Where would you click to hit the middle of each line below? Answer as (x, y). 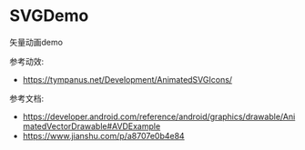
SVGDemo (49, 16)
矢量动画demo (36, 42)
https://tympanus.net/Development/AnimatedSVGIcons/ (127, 79)
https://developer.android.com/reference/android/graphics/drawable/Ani (159, 116)
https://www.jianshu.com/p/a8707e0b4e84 (103, 135)
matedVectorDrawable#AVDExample (91, 126)
